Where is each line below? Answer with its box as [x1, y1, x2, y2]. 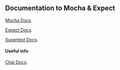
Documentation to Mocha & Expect [5, 4, 116, 12]
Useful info [5, 48, 29, 54]
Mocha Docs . [5, 17, 33, 23]
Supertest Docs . [5, 36, 38, 42]
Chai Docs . [5, 59, 28, 65]
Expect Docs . [5, 27, 33, 33]
